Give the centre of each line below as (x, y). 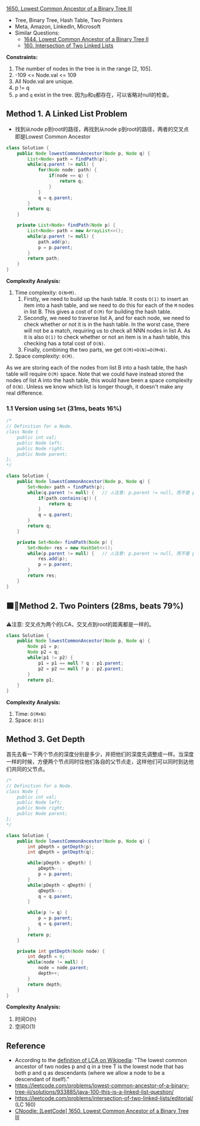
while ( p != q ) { (48, 913)
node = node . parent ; (63, 968)
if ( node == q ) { (69, 176)
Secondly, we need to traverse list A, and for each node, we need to (107, 318)
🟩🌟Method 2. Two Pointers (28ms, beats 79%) (95, 606)
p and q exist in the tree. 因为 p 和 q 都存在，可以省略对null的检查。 (93, 95)
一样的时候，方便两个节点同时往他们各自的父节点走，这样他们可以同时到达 (97, 761)
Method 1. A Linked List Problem (67, 114)
